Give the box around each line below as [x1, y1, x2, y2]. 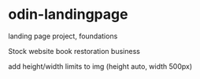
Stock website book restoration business [8, 46, 140, 56]
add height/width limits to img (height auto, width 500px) [8, 61, 193, 71]
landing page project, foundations [8, 31, 118, 41]
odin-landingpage [8, 5, 128, 23]
